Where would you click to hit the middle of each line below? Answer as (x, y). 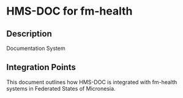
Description (29, 34)
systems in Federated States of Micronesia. (61, 88)
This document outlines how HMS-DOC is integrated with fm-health (92, 82)
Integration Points (41, 67)
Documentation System (36, 48)
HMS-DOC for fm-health (69, 11)
